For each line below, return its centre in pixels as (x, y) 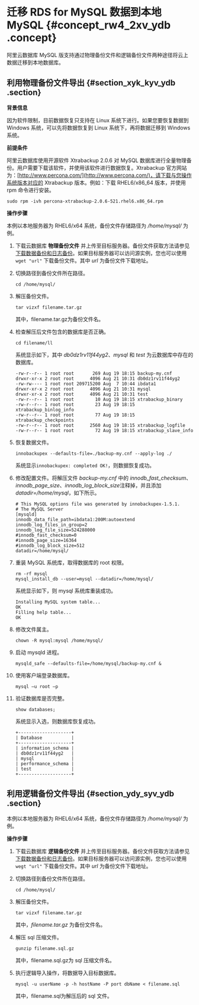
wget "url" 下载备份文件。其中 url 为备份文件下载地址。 (83, 260)
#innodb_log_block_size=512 (50, 546)
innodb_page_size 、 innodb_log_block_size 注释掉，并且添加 (88, 485)
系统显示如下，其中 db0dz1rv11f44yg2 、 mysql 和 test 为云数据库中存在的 (104, 354)
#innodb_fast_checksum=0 (46, 535)
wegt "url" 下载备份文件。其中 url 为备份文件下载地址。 (83, 866)
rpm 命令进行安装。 (31, 190)
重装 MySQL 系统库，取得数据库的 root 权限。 (71, 562)
